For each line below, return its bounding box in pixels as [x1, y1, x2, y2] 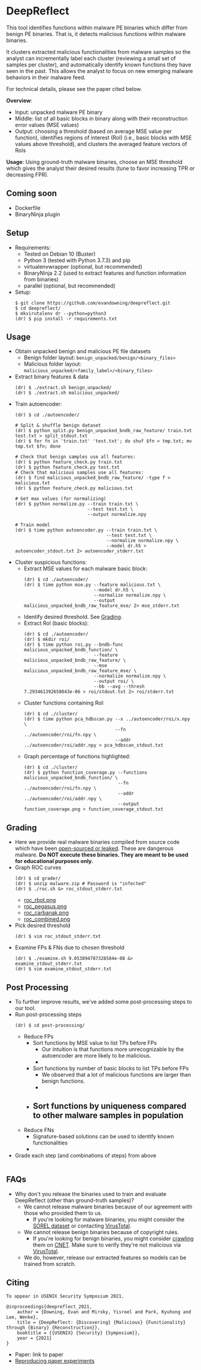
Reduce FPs [23, 1033, 54, 1040]
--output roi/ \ [93, 678, 135, 685]
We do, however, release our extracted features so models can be [23, 1254, 187, 1261]
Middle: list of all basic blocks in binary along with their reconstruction [14, 115, 188, 122]
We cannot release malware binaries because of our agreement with [23, 1203, 193, 1210]
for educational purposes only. [14, 858, 94, 865]
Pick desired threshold [14, 922, 71, 929]
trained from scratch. [23, 1260, 76, 1267]
